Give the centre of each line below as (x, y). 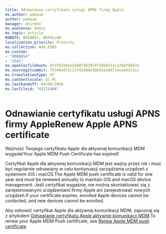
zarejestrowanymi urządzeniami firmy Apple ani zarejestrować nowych (78, 190)
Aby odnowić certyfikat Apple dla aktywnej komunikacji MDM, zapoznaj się (82, 210)
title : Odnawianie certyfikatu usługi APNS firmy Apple (64, 10)
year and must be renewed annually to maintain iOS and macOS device (78, 179)
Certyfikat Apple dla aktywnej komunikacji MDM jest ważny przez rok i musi (83, 163)
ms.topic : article (24, 33)
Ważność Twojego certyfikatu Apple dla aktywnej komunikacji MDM (75, 148)
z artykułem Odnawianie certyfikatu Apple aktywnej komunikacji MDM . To (81, 216)
